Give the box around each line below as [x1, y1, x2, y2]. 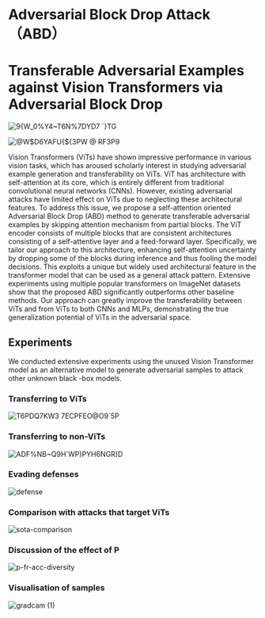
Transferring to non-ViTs [8, 431, 106, 442]
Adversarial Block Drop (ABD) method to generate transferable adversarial [8, 212, 251, 221]
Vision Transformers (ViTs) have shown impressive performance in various [8, 152, 252, 162]
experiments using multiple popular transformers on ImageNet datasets [8, 279, 241, 289]
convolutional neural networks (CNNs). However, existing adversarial [8, 186, 233, 196]
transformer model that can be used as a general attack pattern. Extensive [8, 271, 251, 280]
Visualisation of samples [8, 582, 105, 593]
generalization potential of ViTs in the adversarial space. [8, 313, 191, 322]
